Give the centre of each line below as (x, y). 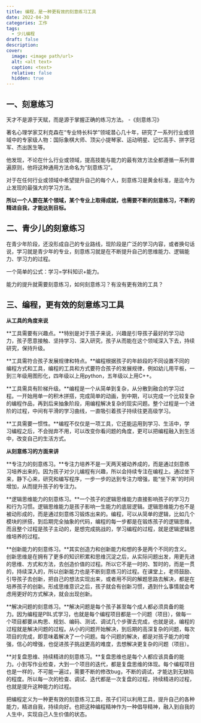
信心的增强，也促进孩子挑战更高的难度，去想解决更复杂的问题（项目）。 (104, 644)
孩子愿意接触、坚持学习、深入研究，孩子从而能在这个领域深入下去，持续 (106, 341)
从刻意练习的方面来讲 (32, 451)
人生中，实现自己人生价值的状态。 (48, 714)
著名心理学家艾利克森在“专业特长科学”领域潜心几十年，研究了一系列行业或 (98, 132)
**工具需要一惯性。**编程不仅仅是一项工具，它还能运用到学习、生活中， (95, 423)
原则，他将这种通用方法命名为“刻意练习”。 (63, 167)
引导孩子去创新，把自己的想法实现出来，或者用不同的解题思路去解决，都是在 (100, 579)
